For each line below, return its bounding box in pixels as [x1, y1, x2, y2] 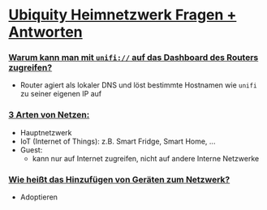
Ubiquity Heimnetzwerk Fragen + [8, 6, 237, 24]
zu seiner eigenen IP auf [19, 89, 102, 99]
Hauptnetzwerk [19, 127, 72, 137]
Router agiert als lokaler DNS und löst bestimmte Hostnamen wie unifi [19, 80, 257, 90]
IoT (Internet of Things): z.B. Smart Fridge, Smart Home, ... [19, 136, 216, 146]
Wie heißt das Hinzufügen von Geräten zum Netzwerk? [8, 174, 230, 185]
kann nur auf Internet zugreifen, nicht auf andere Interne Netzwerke [32, 153, 260, 163]
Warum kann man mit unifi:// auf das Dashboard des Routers [8, 52, 259, 63]
